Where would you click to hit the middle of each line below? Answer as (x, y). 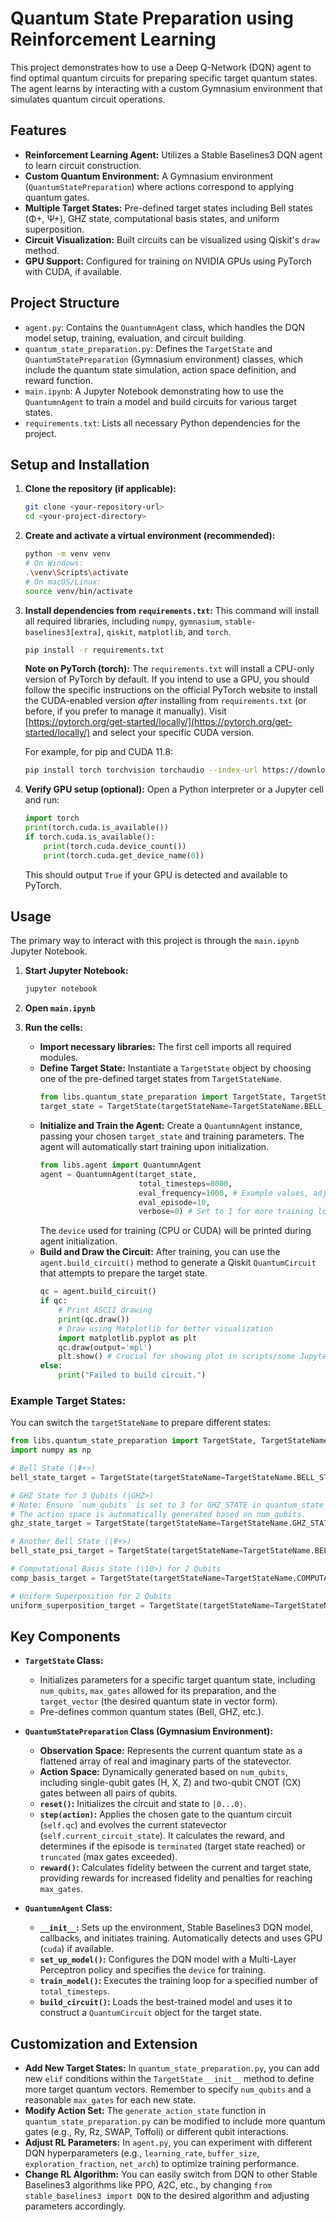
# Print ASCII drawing (105, 1310)
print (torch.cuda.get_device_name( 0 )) (124, 855)
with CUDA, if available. (73, 271)
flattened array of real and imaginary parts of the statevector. (165, 1761)
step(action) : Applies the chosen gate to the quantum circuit (166, 1814)
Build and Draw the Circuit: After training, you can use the (160, 1252)
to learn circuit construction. (83, 165)
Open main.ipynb (60, 1008)
